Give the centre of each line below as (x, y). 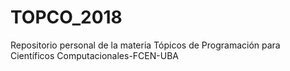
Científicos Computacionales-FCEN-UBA (94, 55)
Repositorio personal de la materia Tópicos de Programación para (145, 45)
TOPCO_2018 (66, 17)
